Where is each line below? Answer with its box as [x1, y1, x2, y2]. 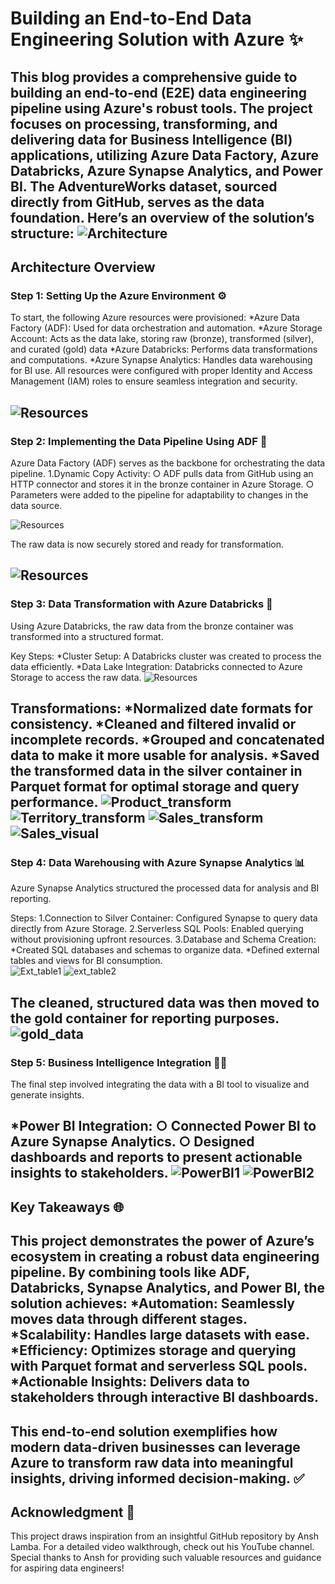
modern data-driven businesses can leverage [10, 1438, 301, 1456]
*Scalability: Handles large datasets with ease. [10, 1327, 310, 1344]
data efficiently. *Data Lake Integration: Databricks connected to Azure [10, 660, 303, 672]
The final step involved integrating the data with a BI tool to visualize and [10, 1078, 310, 1091]
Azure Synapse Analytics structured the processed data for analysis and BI [10, 882, 320, 894]
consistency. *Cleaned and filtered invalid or [10, 716, 297, 733]
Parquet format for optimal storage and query [10, 778, 300, 796]
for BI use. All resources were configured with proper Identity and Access [10, 365, 313, 377]
